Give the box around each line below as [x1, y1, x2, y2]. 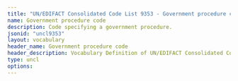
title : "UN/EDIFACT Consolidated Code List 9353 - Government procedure [7, 10, 227, 18]
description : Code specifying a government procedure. [7, 23, 173, 30]
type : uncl [7, 56, 40, 63]
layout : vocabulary [7, 37, 65, 44]
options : [7, 63, 33, 70]
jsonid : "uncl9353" [7, 30, 65, 37]
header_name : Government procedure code [7, 43, 129, 50]
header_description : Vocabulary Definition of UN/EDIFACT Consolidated [7, 50, 223, 57]
